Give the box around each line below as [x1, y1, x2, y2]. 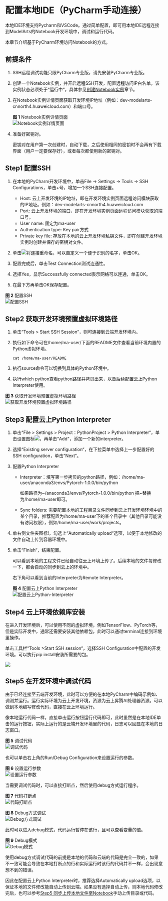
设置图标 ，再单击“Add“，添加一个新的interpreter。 [16, 436, 126, 442]
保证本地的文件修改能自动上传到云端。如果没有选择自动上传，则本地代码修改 [5, 883, 163, 889]
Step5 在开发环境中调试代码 [5, 677, 91, 685]
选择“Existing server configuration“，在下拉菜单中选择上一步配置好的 [12, 446, 154, 453]
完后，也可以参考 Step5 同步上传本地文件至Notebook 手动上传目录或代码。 [5, 890, 157, 896]
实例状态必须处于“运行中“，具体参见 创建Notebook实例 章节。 [12, 86, 137, 92]
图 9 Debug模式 [5, 837, 37, 843]
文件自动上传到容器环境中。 [12, 536, 70, 542]
